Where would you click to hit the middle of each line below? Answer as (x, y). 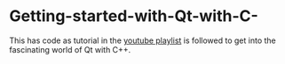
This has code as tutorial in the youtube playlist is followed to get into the (143, 40)
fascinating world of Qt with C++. (70, 49)
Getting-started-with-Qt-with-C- (134, 16)
